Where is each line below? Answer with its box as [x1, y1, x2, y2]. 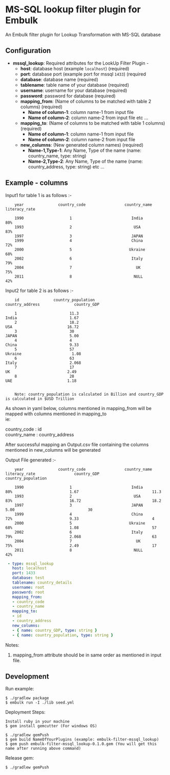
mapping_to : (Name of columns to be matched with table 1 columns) [20, 120, 165, 126]
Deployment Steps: [5, 709, 46, 715]
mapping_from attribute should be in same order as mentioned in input [12, 652, 162, 658]
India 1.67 [5, 315, 79, 320]
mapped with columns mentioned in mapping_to [5, 411, 107, 417]
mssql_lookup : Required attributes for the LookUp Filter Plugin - [12, 60, 149, 66]
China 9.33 [5, 342, 79, 347]
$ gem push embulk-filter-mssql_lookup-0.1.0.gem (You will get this [5, 742, 157, 747]
